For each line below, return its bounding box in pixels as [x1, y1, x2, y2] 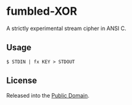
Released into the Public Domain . [6, 91, 90, 99]
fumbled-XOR [6, 4, 78, 18]
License [6, 76, 37, 86]
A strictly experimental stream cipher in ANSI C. [6, 25, 127, 32]
